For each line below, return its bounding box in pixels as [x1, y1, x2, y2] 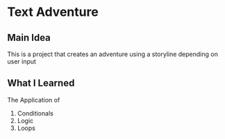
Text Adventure [7, 4, 99, 20]
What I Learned [7, 77, 75, 89]
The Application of [7, 95, 60, 104]
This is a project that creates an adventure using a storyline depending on [7, 50, 219, 58]
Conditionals [17, 109, 53, 118]
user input [7, 57, 37, 66]
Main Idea [7, 32, 51, 44]
